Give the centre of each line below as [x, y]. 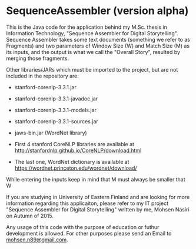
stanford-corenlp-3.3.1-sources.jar [56, 121]
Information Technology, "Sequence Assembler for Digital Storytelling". [92, 33]
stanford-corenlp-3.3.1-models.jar [56, 110]
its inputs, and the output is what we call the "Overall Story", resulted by [93, 52]
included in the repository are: [43, 76]
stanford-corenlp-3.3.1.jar [45, 87]
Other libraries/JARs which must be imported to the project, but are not [92, 69]
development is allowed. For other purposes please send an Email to [89, 233]
